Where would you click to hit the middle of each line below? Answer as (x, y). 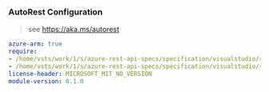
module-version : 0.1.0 (46, 81)
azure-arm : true (35, 44)
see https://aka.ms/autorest (74, 30)
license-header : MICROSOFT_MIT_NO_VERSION (80, 74)
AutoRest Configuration (56, 12)
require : (23, 52)
